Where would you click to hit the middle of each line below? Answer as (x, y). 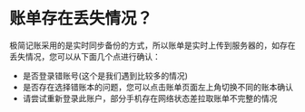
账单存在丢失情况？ (81, 19)
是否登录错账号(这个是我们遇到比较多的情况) (105, 75)
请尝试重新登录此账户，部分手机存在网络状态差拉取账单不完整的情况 (150, 98)
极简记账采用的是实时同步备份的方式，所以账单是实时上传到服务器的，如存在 (152, 45)
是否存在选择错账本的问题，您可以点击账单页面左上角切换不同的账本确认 (157, 87)
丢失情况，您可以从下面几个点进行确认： (85, 56)
